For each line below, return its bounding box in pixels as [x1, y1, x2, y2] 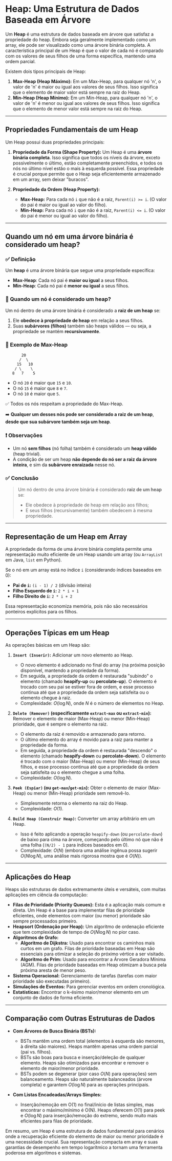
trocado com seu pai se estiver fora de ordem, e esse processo [20, 684, 155, 690]
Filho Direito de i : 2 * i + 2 [12, 593, 73, 600]
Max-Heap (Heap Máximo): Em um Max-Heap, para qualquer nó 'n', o [12, 78, 161, 84]
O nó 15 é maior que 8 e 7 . [12, 385, 68, 391]
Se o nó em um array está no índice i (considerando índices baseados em [5, 567, 162, 573]
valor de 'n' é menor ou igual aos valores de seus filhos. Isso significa [12, 100, 160, 106]
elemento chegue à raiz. [20, 695, 72, 701]
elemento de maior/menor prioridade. [20, 1065, 100, 1071]
